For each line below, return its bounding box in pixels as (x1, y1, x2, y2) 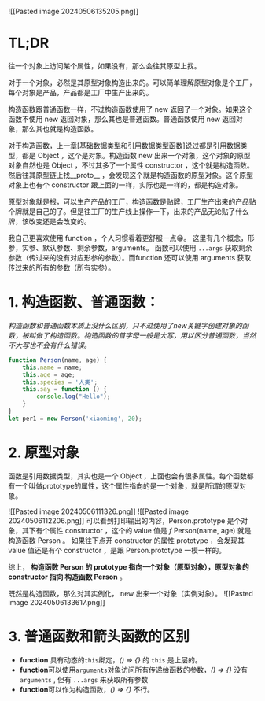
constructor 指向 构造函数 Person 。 (8, 572, 127, 581)
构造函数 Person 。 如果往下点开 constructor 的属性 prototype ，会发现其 (8, 535, 245, 545)
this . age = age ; (22, 371, 76, 378)
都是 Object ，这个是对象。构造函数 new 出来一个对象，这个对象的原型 (21, 150, 251, 160)
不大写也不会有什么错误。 (8, 340, 91, 349)
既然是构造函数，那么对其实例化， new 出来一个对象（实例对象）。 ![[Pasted (8, 588, 254, 598)
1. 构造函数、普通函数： (8, 293, 160, 312)
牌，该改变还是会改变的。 (8, 216, 91, 226)
